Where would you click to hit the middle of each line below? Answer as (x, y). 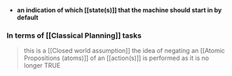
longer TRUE (42, 66)
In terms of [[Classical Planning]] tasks (74, 36)
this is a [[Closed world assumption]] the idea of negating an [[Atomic (124, 51)
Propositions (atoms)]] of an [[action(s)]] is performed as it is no (116, 58)
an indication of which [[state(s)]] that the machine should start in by (119, 10)
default (28, 17)
